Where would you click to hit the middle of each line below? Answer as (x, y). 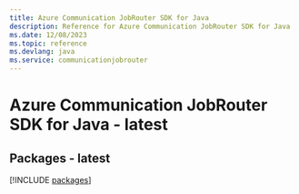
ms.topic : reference (49, 43)
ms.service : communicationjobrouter (79, 60)
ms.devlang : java (42, 52)
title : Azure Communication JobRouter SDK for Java (109, 18)
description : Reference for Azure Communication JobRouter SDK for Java (150, 26)
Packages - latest (60, 158)
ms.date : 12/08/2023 (49, 35)
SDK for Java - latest (89, 125)
